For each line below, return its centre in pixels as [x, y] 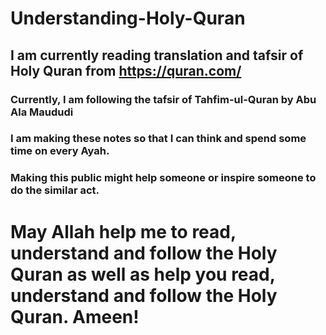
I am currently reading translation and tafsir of [157, 55]
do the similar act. [55, 190]
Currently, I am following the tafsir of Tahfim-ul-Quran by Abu [163, 99]
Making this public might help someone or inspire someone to [163, 178]
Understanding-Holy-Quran [128, 18]
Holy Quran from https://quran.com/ [126, 70]
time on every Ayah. [60, 151]
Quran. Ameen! [75, 316]
